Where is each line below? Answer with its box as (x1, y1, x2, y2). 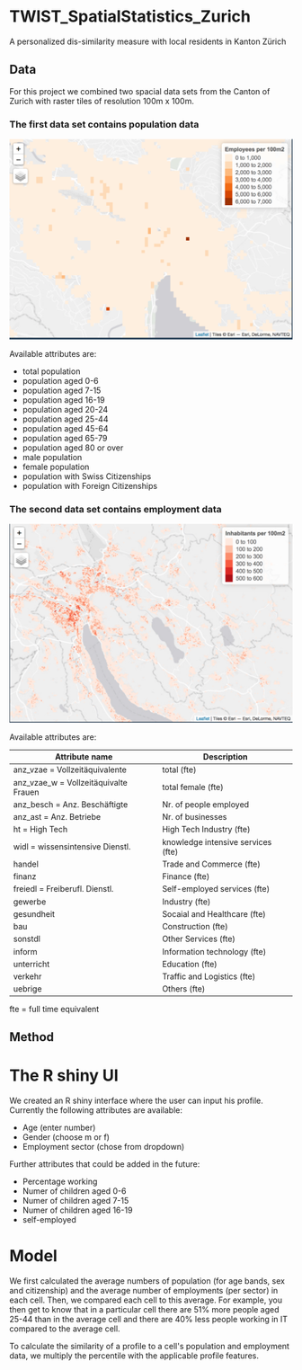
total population (22, 366, 81, 377)
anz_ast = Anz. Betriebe (13, 812, 102, 823)
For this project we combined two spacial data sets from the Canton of (9, 85, 271, 96)
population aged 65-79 (22, 432, 108, 443)
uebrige (13, 983, 42, 994)
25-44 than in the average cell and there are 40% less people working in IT (9, 1314, 289, 1325)
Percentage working (22, 1176, 98, 1188)
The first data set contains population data (9, 118, 200, 130)
